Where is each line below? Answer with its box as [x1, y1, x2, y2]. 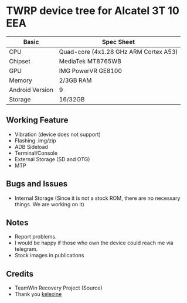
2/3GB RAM [59, 76, 92, 84]
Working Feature [6, 115, 69, 125]
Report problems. [14, 233, 57, 240]
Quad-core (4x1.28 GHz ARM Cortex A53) [59, 47, 178, 56]
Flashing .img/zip [14, 137, 57, 144]
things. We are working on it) [14, 200, 85, 207]
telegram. [14, 246, 38, 253]
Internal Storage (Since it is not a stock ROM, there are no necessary [14, 195, 181, 202]
